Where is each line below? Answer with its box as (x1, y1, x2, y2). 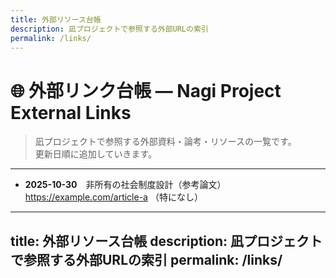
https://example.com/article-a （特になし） (24, 191, 203, 203)
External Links (10, 101, 132, 124)
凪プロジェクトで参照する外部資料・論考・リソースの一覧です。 (34, 136, 297, 148)
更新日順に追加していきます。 (34, 148, 157, 160)
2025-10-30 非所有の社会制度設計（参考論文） (24, 179, 227, 191)
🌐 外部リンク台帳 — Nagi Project (10, 79, 282, 102)
